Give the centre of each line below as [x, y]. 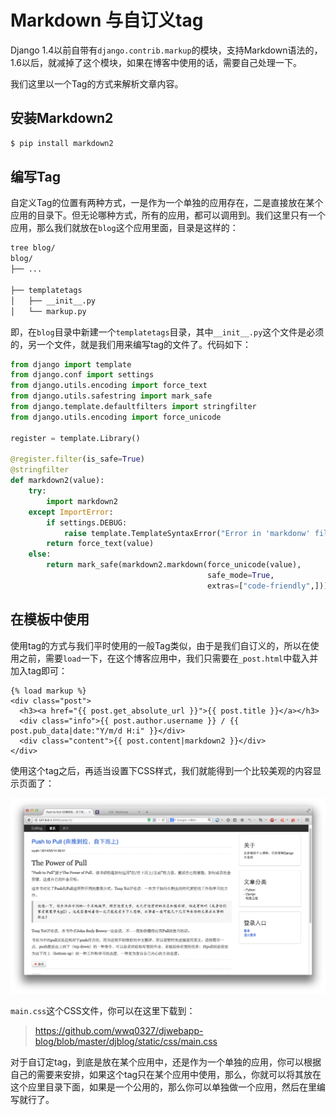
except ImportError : [71, 512]
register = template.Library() [75, 438]
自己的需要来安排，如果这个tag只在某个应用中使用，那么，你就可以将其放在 [166, 1075]
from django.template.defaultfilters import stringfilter [133, 407]
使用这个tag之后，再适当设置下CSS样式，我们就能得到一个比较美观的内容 [161, 770]
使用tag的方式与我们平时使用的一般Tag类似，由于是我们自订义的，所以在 [160, 645]
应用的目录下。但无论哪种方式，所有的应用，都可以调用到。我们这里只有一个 [168, 215]
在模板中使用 [50, 619]
